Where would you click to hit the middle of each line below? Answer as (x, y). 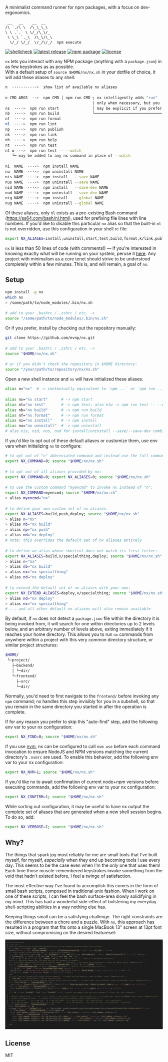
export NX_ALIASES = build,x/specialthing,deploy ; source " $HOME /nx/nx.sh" (84, 556)
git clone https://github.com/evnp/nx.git (50, 338)
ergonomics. (18, 13)
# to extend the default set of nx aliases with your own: (68, 588)
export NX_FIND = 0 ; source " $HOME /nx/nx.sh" (51, 737)
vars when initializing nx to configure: (43, 446)
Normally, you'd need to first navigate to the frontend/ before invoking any (82, 696)
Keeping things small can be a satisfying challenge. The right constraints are (84, 916)
